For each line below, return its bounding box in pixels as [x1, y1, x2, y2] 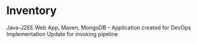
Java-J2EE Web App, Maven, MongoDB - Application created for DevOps [6, 24, 191, 31]
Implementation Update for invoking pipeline [6, 30, 118, 37]
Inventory [6, 4, 57, 18]
